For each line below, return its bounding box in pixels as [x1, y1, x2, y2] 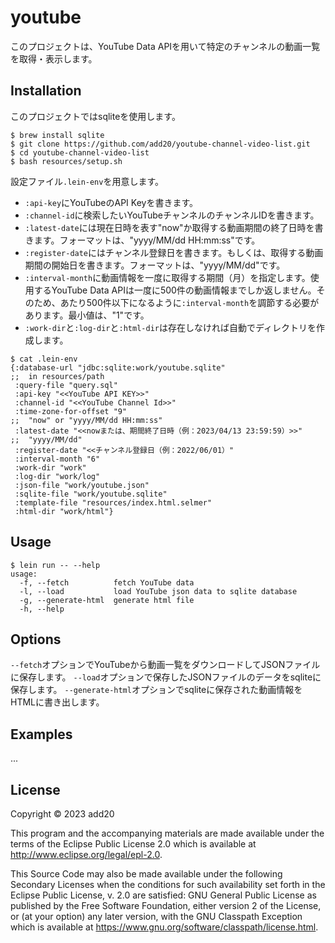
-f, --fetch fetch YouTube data [19, 577, 195, 588]
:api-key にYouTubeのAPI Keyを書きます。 [24, 196, 198, 208]
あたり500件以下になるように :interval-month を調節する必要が [59, 296, 320, 308]
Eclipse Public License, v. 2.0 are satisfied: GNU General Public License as [10, 889, 317, 901]
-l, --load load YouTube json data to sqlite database [19, 586, 298, 596]
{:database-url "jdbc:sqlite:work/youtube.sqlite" [10, 362, 226, 373]
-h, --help [19, 604, 65, 614]
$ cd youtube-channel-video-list [10, 147, 150, 158]
